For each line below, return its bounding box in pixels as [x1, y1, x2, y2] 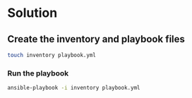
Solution [7, 5, 58, 21]
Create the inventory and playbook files [7, 33, 186, 45]
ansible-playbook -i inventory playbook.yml [7, 85, 140, 92]
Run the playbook [7, 68, 69, 78]
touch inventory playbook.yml [7, 51, 97, 59]
